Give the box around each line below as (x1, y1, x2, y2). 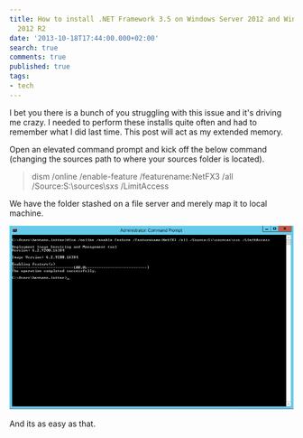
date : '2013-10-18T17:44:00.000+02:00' (9, 33, 160, 42)
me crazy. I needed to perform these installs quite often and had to (9, 116, 257, 127)
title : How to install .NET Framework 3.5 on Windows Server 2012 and (9, 14, 280, 23)
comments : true (9, 52, 67, 62)
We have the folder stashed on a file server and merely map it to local (9, 198, 268, 209)
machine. (9, 208, 44, 219)
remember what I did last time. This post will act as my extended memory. (9, 126, 284, 137)
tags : (9, 72, 30, 81)
